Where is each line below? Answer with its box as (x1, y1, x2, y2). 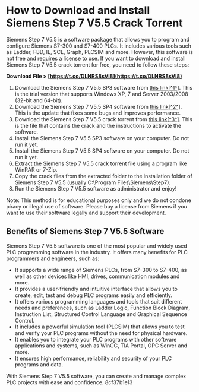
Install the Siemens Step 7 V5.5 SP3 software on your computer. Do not (14, 134, 189, 141)
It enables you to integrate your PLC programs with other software (14, 336, 177, 343)
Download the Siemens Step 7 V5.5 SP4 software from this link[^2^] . (14, 103, 182, 110)
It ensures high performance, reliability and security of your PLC (14, 355, 172, 362)
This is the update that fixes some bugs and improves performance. (14, 109, 181, 116)
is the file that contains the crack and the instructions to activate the (14, 122, 182, 129)
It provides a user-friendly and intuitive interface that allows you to (14, 285, 178, 292)
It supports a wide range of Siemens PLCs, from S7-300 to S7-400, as (14, 266, 187, 273)
